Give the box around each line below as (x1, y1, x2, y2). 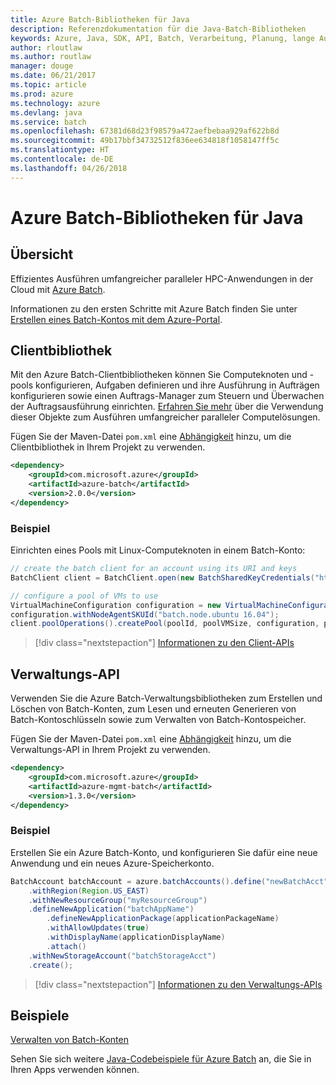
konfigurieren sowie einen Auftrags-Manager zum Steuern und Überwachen (10, 390, 325, 402)
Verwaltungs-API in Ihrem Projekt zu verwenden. (10, 744, 211, 756)
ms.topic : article (10, 80, 87, 90)
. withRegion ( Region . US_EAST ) (28, 886, 150, 896)
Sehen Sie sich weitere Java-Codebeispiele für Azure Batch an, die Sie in (10, 1053, 312, 1065)
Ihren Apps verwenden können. (10, 1064, 140, 1076)
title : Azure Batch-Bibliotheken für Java (10, 14, 190, 25)
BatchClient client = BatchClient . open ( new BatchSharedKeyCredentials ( (10, 572, 315, 583)
